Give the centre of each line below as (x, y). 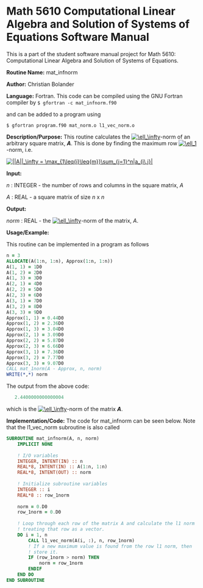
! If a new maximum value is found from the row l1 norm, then (110, 546)
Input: (14, 173)
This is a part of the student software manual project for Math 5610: (91, 54)
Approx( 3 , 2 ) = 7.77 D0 (35, 357)
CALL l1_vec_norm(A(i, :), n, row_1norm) (82, 540)
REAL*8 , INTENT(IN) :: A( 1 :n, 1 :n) (62, 467)
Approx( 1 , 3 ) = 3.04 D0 (35, 329)
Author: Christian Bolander (40, 84)
